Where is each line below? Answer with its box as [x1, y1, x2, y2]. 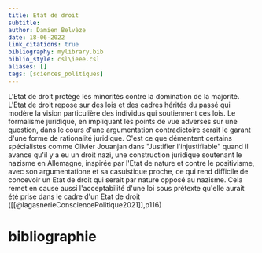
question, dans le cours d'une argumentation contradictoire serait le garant [8, 125, 251, 134]
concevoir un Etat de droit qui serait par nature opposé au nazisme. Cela [8, 174, 243, 185]
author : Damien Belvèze [8, 26, 87, 34]
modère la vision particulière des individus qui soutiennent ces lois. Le [8, 108, 236, 118]
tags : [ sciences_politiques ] [8, 70, 104, 78]
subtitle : [8, 19, 41, 27]
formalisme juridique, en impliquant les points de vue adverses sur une [8, 116, 238, 126]
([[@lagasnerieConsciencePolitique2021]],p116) [8, 200, 162, 209]
